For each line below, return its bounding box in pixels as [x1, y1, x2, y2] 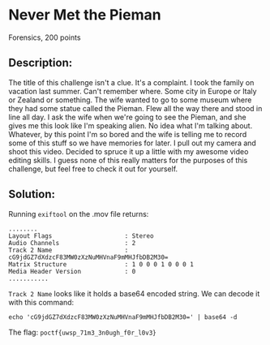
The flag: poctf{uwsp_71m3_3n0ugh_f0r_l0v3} [8, 327, 156, 337]
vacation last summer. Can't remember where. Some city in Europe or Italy [8, 86, 257, 96]
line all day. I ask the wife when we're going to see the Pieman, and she [8, 112, 246, 122]
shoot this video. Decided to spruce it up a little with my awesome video [8, 146, 249, 156]
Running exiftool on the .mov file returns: [8, 209, 149, 218]
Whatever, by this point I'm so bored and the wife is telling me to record [8, 129, 247, 139]
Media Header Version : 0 [8, 267, 136, 275]
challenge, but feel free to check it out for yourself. [8, 164, 178, 174]
